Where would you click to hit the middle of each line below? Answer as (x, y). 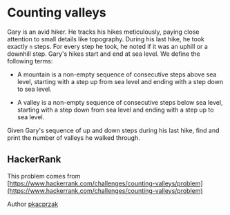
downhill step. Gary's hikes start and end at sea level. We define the (104, 54)
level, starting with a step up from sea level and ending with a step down (120, 81)
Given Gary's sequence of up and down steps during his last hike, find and (113, 130)
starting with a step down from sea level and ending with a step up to (115, 110)
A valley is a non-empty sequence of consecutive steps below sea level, (120, 102)
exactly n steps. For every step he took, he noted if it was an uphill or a (108, 46)
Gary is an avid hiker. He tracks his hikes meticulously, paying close (103, 32)
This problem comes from (44, 176)
